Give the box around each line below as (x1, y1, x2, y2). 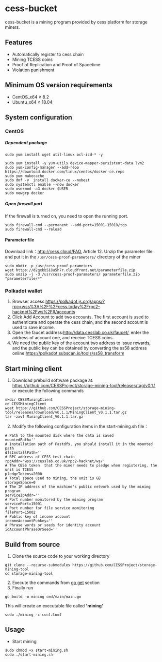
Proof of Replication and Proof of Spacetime (12, 61, 101, 67)
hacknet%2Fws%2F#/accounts (12, 309, 76, 315)
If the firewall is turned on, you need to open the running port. (5, 213, 129, 219)
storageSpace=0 (5, 480, 36, 485)
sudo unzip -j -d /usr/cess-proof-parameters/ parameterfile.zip (5, 272, 140, 277)
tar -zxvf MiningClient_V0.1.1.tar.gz (5, 414, 83, 419)
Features (5, 39, 32, 47)
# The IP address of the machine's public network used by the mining (5, 485, 151, 489)
